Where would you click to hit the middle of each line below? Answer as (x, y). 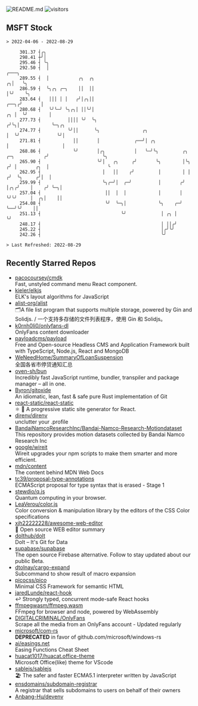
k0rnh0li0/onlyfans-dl (41, 325)
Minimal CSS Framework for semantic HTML (69, 586)
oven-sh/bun (31, 371)
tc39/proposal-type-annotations (54, 478)
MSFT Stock (29, 28)
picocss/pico (31, 580)
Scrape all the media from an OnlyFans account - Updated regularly (98, 624)
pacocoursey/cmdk (38, 278)
